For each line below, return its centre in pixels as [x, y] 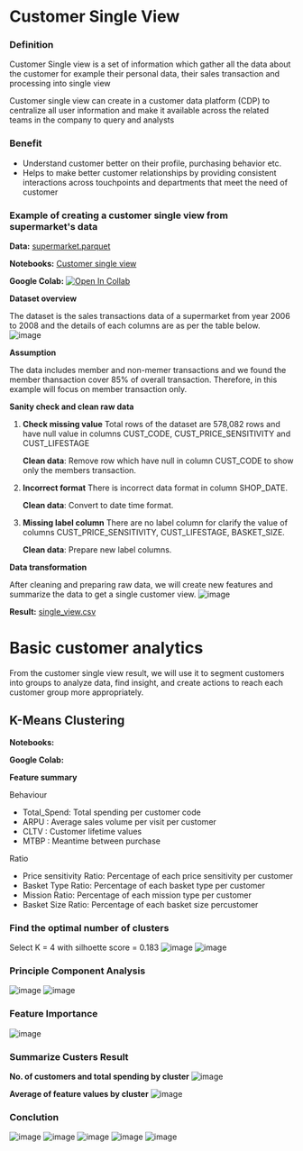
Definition [32, 45]
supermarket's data [54, 226]
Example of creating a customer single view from [119, 215]
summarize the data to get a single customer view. [103, 594]
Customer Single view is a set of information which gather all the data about [150, 64]
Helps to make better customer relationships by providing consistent [149, 172]
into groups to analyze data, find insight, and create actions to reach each [147, 683]
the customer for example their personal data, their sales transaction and [145, 74]
